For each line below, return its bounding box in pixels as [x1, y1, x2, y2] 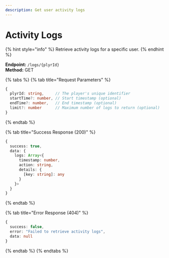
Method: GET [5, 67, 34, 73]
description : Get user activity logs [5, 7, 85, 13]
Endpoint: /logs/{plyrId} [5, 61, 59, 68]
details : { [18, 167, 42, 173]
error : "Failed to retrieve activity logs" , [10, 229, 106, 234]
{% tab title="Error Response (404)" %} [5, 210, 89, 216]
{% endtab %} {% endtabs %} [5, 247, 69, 254]
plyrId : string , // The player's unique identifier [10, 91, 130, 96]
